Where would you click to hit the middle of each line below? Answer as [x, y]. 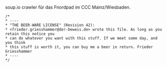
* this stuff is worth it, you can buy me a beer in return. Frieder [79, 47]
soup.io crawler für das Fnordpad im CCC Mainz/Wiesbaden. [68, 7]
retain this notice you [30, 34]
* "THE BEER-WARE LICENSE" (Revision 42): [50, 25]
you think [15, 42]
